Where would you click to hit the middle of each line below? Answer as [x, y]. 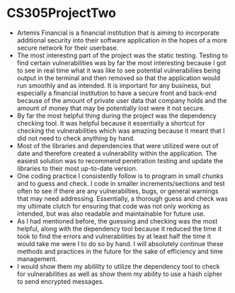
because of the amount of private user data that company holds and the [122, 100]
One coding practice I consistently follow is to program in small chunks [120, 176]
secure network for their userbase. [68, 48]
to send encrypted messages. [60, 281]
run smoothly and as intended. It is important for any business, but [114, 85]
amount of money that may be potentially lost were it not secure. [111, 108]
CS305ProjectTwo [62, 13]
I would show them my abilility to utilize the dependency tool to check [118, 266]
